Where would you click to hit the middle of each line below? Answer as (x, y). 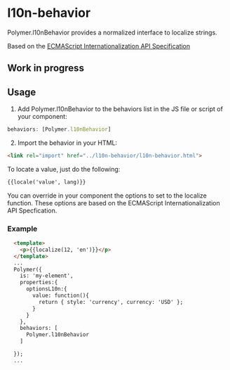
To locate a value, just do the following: (64, 169)
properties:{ (39, 283)
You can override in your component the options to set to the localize (107, 196)
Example (22, 229)
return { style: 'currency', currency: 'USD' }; (111, 302)
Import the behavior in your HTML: (67, 143)
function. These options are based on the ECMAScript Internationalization (114, 203)
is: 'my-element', (47, 276)
